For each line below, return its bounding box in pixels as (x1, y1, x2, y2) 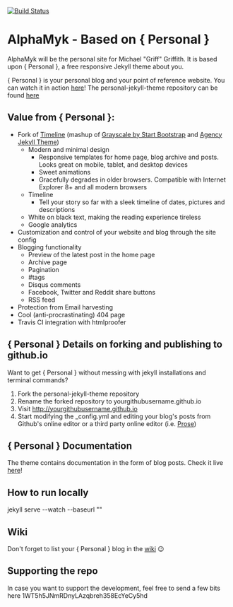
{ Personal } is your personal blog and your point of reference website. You (7, 76, 225, 84)
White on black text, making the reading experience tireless (28, 213, 201, 221)
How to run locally (7, 486, 89, 498)
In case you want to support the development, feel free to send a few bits (7, 584, 221, 592)
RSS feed (28, 295, 56, 304)
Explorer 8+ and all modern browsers (38, 182, 147, 191)
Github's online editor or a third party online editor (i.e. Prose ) (17, 419, 197, 428)
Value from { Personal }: (7, 112, 115, 124)
